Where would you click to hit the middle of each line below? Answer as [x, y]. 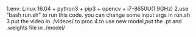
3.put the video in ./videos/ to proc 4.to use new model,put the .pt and [94, 21]
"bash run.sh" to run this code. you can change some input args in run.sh [98, 15]
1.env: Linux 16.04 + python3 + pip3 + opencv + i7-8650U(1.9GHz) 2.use [97, 9]
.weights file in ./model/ [36, 27]
